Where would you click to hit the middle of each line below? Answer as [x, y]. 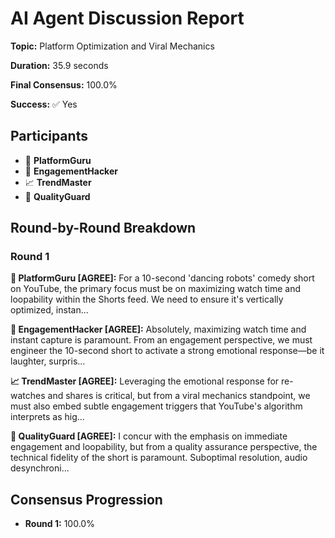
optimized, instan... [49, 310]
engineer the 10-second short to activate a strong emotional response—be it [167, 351]
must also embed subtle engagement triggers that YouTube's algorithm [156, 406]
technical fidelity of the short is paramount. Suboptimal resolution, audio [159, 458]
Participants [49, 136]
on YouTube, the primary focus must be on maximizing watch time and [155, 289]
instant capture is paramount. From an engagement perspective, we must [161, 340]
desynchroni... [40, 468]
